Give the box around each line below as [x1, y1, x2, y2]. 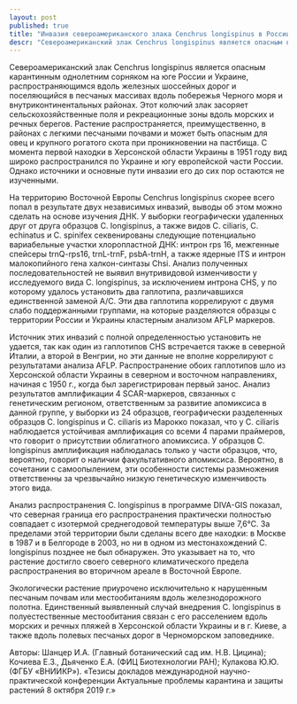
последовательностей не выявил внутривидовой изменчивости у [9, 268, 258, 278]
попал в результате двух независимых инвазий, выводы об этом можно [9, 201, 283, 213]
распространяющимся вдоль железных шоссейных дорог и [9, 81, 237, 91]
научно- [219, 666, 251, 677]
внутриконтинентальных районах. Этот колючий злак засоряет [9, 99, 249, 111]
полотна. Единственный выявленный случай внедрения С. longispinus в [9, 602, 281, 613]
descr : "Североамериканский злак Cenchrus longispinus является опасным [9, 37, 283, 47]
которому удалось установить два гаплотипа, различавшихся [9, 286, 244, 297]
